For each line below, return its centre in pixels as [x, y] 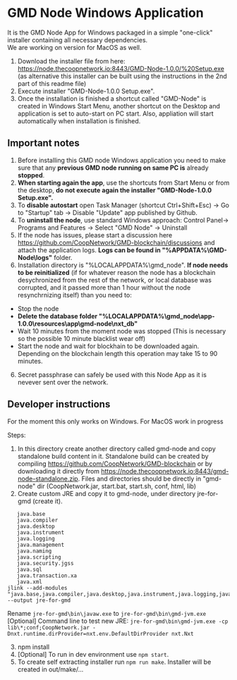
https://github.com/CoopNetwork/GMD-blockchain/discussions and [116, 242]
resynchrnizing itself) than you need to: [74, 295]
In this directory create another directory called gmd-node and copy [117, 448]
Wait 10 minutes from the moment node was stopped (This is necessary [122, 331]
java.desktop [36, 526]
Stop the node [38, 309]
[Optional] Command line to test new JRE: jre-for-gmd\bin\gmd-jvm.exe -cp [118, 621]
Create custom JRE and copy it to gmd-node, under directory [107, 493]
